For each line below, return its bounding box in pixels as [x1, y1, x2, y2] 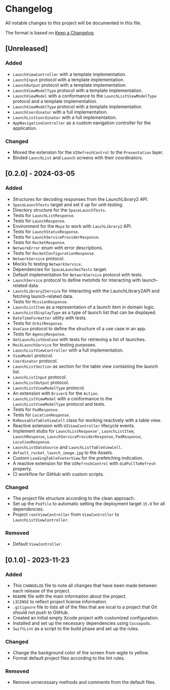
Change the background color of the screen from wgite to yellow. [12, 650, 149, 656]
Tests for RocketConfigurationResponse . [12, 250, 95, 256]
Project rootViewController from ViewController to [12, 511, 119, 517]
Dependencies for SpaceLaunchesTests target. [12, 266, 108, 272]
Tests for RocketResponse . [12, 239, 66, 245]
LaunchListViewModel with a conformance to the [12, 395, 113, 401]
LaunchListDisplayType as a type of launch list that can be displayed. [12, 309, 157, 315]
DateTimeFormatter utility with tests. [12, 315, 87, 321]
